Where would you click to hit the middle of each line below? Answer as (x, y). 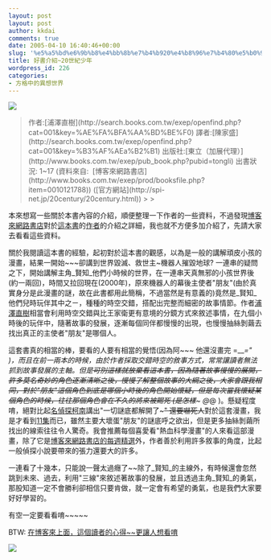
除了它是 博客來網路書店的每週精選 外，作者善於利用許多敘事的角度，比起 (142, 440)
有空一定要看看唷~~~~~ (48, 515)
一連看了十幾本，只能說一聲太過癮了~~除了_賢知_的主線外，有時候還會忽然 (133, 467)
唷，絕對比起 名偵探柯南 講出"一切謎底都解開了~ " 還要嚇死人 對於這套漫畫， (131, 410)
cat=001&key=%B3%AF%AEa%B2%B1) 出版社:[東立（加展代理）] (135, 150)
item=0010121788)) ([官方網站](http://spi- (96, 189)
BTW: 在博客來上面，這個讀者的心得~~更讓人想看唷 (93, 532)
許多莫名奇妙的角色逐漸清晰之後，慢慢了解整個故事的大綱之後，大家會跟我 (131, 380)
